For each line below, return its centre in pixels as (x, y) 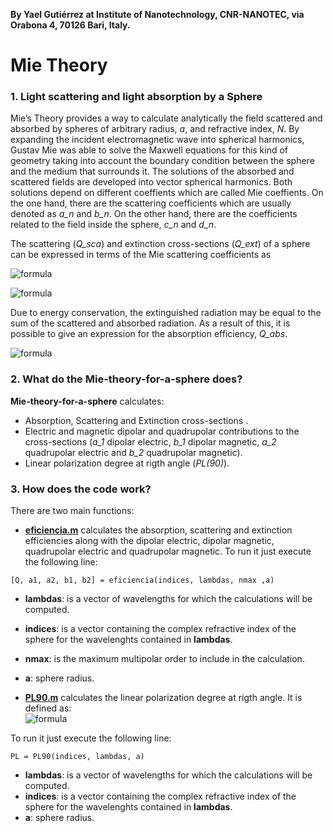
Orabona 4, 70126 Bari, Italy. (70, 25)
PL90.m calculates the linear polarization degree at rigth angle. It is (163, 698)
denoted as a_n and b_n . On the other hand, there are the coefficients (154, 214)
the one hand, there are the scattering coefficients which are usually (151, 203)
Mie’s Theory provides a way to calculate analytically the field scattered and (166, 118)
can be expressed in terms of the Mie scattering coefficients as (141, 255)
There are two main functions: (72, 511)
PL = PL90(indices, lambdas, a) (77, 757)
